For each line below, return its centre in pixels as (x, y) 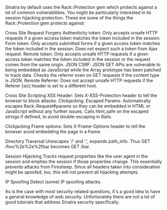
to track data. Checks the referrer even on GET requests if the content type (82, 75)
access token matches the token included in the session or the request (78, 59)
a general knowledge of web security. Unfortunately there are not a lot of (80, 197)
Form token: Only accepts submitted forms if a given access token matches (83, 43)
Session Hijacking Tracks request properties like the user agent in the (77, 156)
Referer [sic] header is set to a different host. (51, 86)
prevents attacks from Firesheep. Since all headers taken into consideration (83, 167)
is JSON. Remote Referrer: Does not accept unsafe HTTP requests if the (79, 80)
